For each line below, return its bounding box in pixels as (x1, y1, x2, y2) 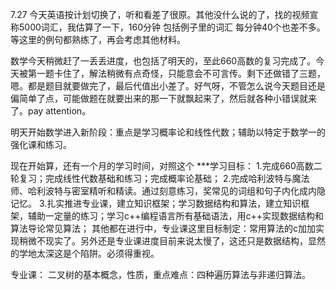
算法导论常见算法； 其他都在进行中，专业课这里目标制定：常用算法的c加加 (10, 223, 316, 234)
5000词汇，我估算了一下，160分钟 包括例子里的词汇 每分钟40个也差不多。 (18, 21, 326, 33)
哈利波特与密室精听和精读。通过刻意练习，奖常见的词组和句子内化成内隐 (27, 185, 326, 197)
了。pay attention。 (10, 105, 92, 117)
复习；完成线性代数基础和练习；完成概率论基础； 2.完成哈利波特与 (18, 173, 293, 184)
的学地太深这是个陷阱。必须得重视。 (10, 248, 160, 259)
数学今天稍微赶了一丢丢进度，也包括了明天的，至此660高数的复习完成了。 (10, 55, 317, 67)
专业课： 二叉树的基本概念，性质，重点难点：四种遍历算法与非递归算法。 (10, 269, 311, 280)
